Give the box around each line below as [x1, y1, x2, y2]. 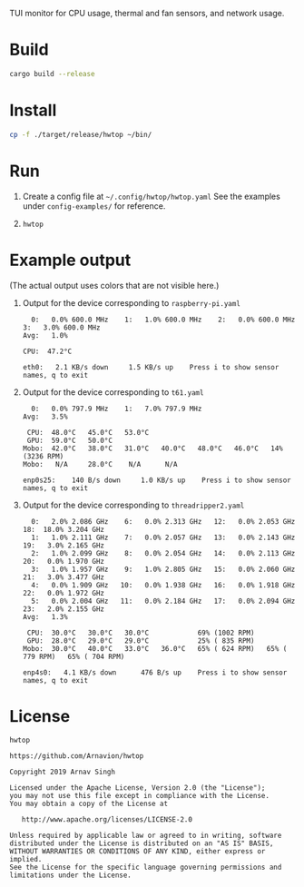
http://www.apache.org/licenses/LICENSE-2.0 [21, 815, 193, 824]
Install [9, 100, 57, 121]
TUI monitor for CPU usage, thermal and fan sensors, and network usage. [9, 8, 285, 18]
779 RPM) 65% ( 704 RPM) [22, 652, 125, 661]
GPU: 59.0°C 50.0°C [26, 436, 113, 445]
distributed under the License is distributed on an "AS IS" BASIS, [9, 839, 274, 848]
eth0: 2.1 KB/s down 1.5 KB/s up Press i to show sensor [22, 362, 279, 371]
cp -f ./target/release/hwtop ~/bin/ [9, 130, 152, 139]
